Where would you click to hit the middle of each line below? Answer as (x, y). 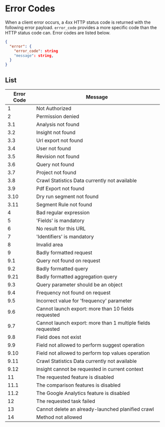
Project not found (56, 172)
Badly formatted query (62, 268)
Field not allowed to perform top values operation (93, 353)
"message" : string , (34, 55)
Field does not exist (59, 337)
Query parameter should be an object (79, 285)
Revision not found (58, 157)
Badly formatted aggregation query (77, 277)
